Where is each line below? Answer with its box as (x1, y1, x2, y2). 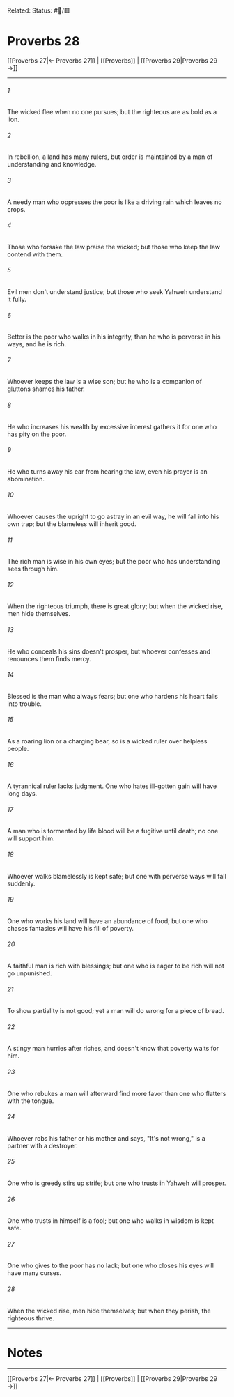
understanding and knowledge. (7, 160, 97, 169)
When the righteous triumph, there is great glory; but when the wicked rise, (7, 602, 224, 610)
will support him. (7, 834, 55, 842)
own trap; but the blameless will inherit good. (7, 519, 137, 528)
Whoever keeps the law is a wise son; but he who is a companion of (7, 378, 202, 386)
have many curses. (7, 1269, 62, 1277)
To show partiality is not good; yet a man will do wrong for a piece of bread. (7, 1007, 224, 1015)
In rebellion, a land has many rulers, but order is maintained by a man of (7, 153, 213, 161)
